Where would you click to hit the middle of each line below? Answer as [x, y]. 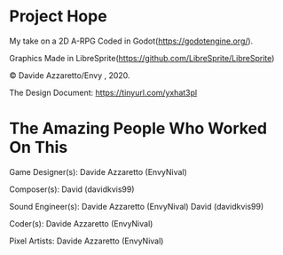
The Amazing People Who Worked [138, 128]
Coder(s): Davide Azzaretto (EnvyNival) [81, 223]
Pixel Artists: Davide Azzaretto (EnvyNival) [86, 241]
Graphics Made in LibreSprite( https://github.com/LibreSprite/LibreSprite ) [142, 58]
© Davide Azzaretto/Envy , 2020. [70, 75]
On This [39, 147]
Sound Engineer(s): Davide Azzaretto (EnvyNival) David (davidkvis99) [137, 206]
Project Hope [59, 16]
